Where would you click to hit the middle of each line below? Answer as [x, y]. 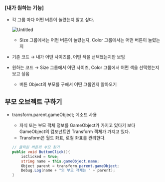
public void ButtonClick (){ [41, 152]
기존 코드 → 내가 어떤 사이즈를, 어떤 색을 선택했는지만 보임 [68, 57]
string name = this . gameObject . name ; [60, 161]
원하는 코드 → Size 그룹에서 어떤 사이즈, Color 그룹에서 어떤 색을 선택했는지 [85, 67]
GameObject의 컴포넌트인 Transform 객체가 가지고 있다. [75, 131]
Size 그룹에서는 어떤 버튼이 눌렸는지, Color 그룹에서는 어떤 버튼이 [83, 40]
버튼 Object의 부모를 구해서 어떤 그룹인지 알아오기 [68, 84]
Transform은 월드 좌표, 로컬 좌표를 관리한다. [62, 138]
